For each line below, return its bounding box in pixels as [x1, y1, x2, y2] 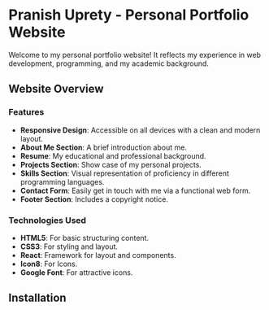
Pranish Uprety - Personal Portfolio [8, 6, 249, 24]
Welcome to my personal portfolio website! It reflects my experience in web [8, 50, 262, 59]
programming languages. [20, 177, 105, 186]
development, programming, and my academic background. [8, 59, 210, 68]
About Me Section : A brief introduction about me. [20, 142, 187, 152]
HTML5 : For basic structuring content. [20, 233, 149, 242]
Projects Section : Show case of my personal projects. [20, 159, 202, 169]
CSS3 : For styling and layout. [20, 242, 119, 251]
